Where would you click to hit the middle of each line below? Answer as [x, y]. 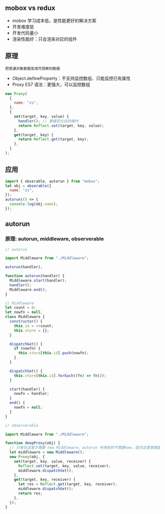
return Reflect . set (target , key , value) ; [61, 126]
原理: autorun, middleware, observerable [55, 239]
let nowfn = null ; [24, 312]
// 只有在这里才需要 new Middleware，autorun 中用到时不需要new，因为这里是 [82, 448]
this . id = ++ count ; [34, 326]
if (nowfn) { [27, 348]
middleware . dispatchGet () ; [46, 489]
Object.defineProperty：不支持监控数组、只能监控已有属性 [71, 78]
